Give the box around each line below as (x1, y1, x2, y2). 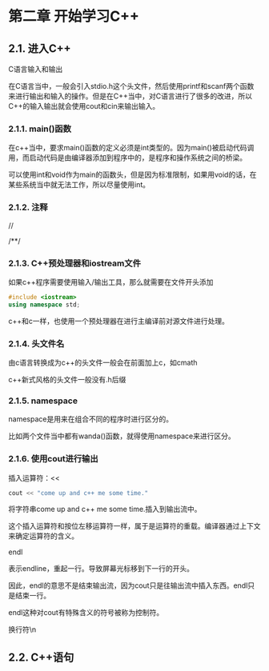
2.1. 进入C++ (8, 42, 71, 55)
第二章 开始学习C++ (8, 7, 140, 26)
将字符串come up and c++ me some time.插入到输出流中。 (8, 505, 202, 514)
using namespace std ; (8, 301, 81, 309)
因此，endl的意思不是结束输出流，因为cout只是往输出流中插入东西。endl (8, 581, 248, 590)
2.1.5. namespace (8, 395, 78, 406)
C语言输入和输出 (8, 65, 63, 74)
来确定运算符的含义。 (8, 531, 78, 541)
